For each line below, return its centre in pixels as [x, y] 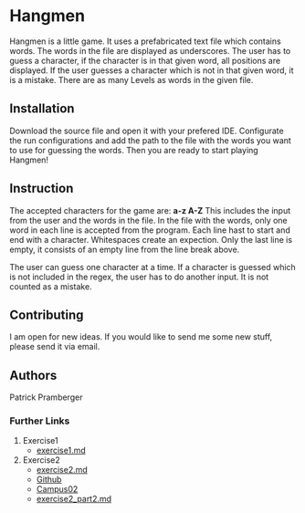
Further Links [40, 421]
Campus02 [57, 489]
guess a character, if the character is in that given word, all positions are [145, 60]
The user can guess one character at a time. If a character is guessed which [153, 267]
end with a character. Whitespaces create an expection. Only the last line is [151, 239]
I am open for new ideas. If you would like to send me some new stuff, [141, 337]
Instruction [42, 188]
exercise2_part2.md [74, 499]
